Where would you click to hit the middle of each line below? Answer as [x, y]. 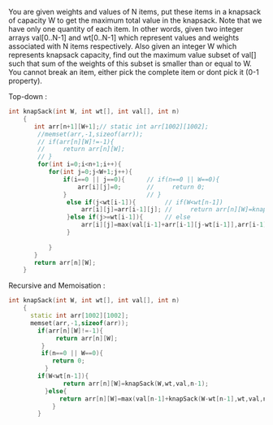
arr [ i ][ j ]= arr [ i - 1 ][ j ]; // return [147, 210]
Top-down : [28, 96]
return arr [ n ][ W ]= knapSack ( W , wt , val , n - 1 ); [136, 384]
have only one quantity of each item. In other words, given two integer [126, 29]
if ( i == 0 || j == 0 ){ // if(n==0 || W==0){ [141, 179]
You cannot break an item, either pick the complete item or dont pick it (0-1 [134, 72]
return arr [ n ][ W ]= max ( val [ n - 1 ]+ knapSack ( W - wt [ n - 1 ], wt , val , [162, 399]
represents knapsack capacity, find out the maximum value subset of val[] [132, 55]
